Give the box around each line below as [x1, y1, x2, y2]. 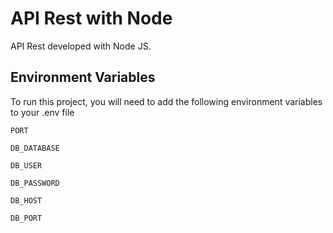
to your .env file [10, 106, 75, 118]
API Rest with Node [10, 7, 173, 30]
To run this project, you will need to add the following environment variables [10, 95, 323, 107]
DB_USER [10, 160, 43, 171]
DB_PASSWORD [10, 178, 60, 188]
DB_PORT [10, 213, 43, 223]
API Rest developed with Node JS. [10, 40, 152, 52]
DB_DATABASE [10, 143, 60, 153]
